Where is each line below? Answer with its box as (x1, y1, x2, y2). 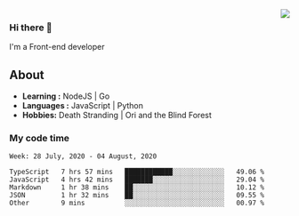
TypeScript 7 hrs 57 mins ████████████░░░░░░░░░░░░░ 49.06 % (9, 168, 265, 177)
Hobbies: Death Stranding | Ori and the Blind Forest (21, 110, 212, 121)
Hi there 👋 (9, 21, 53, 34)
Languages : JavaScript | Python (21, 100, 144, 111)
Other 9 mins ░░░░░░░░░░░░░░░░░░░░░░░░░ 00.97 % (9, 199, 265, 208)
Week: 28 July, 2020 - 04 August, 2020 (9, 152, 158, 161)
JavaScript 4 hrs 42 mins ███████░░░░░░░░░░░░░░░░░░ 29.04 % (9, 175, 265, 185)
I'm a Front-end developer (9, 42, 105, 52)
